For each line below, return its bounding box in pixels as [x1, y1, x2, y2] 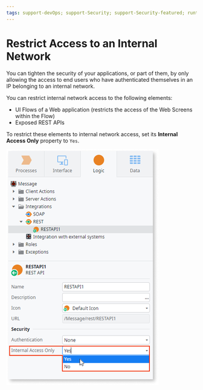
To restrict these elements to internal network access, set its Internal [6, 130, 178, 137]
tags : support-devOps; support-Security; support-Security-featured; [6, 10, 185, 16]
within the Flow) [14, 112, 56, 119]
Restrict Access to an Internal [6, 36, 158, 50]
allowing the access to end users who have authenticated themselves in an [6, 76, 193, 83]
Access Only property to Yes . [6, 137, 80, 144]
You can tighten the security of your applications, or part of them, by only [6, 70, 189, 77]
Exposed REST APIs [14, 119, 65, 126]
